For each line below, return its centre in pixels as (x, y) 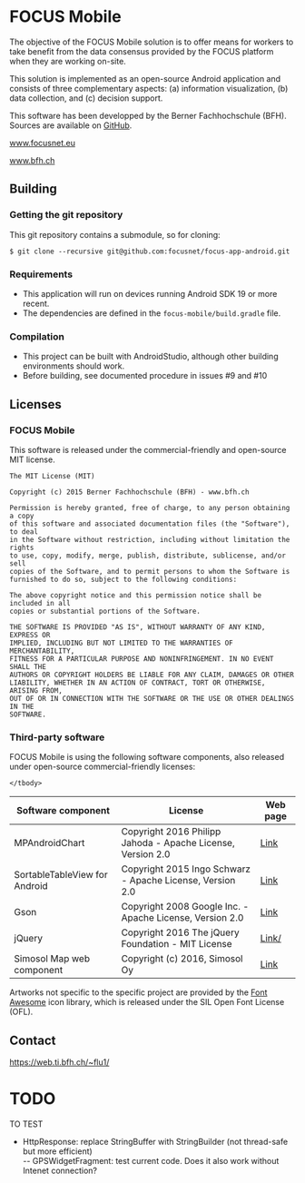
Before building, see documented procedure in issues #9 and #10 (145, 376)
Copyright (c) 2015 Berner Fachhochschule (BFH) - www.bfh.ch (129, 492)
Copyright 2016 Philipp (171, 832)
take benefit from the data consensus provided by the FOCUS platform (142, 51)
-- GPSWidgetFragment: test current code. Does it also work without (151, 1160)
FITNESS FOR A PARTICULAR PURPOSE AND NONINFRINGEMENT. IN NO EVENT (142, 659)
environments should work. (74, 366)
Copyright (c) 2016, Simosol (182, 959)
